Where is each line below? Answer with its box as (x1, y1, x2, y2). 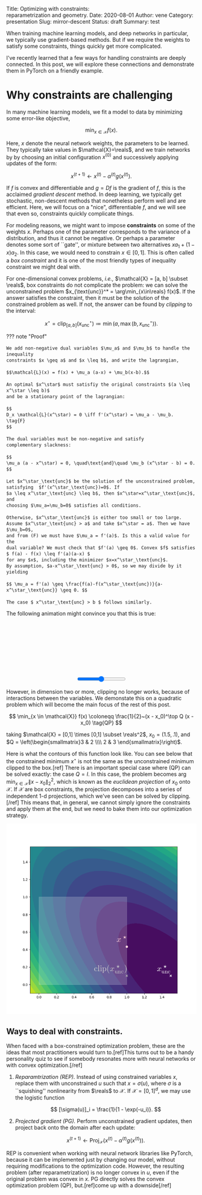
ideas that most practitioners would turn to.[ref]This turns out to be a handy (6, 1049, 194, 1056)
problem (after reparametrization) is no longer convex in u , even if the (6, 1169, 179, 1176)
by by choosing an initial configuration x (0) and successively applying (6, 152, 179, 161)
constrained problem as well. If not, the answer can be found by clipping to (6, 301, 193, 308)
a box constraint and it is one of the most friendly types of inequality (6, 256, 177, 264)
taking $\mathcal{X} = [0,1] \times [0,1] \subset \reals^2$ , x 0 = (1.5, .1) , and (6, 731, 191, 740)
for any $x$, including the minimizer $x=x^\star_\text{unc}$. (6, 557, 169, 563)
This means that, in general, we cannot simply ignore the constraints (20, 799, 191, 806)
